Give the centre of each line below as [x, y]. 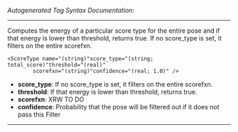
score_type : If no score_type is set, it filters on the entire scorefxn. [115, 84]
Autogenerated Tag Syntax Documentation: [71, 10]
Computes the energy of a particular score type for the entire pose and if [114, 31]
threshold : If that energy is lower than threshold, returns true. [107, 92]
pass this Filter [39, 114]
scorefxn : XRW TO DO [51, 99]
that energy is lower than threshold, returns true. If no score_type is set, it [114, 38]
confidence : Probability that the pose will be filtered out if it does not [118, 107]
